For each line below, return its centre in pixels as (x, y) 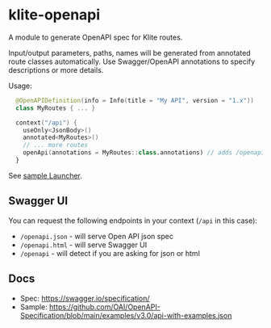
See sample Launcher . (46, 175)
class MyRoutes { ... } (55, 108)
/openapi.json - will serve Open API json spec (96, 236)
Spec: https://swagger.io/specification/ (85, 298)
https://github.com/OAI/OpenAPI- (105, 307)
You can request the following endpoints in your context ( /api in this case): (133, 221)
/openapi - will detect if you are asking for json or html (110, 253)
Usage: (20, 86)
